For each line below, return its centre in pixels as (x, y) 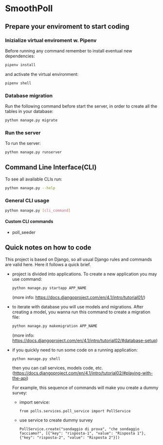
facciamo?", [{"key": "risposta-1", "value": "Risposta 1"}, (82, 433)
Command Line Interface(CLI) (51, 168)
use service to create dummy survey (56, 420)
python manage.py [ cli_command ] (38, 210)
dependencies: (20, 56)
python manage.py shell (36, 359)
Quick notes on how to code (48, 248)
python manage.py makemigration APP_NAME (54, 326)
